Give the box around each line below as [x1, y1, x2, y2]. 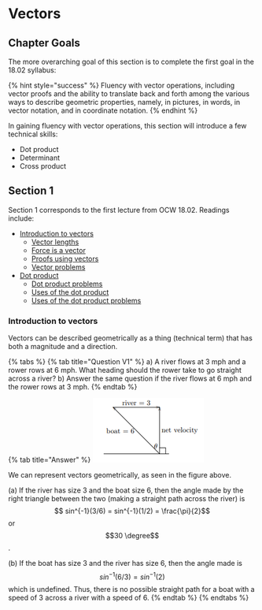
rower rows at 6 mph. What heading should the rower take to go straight [8, 366, 242, 375]
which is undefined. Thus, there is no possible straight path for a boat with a [8, 584, 255, 593]
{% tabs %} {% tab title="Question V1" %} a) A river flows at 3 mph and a [8, 357, 246, 366]
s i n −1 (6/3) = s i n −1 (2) [99, 571, 165, 582]
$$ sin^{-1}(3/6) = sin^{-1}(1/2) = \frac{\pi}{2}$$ [54, 506, 211, 516]
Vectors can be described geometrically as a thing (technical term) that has [8, 333, 253, 343]
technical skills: [8, 129, 58, 139]
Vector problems [31, 262, 86, 272]
